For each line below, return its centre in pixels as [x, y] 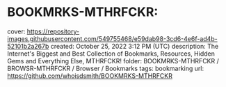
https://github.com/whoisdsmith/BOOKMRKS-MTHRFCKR [90, 76]
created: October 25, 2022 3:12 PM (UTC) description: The [135, 46]
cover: [16, 31]
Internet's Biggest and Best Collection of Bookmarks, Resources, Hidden [111, 54]
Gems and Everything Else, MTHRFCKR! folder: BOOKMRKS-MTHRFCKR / [113, 61]
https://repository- [53, 31]
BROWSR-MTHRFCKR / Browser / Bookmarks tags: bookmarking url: [105, 68]
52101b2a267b [28, 46]
